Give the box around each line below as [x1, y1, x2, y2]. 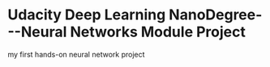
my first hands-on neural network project [7, 49, 145, 59]
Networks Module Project [70, 23, 246, 41]
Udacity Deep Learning [7, 6, 166, 24]
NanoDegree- [169, 6, 263, 24]
